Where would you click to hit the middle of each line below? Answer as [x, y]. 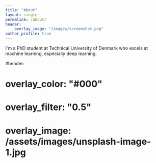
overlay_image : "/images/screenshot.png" [59, 29]
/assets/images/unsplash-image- [78, 141]
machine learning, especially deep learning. [51, 53]
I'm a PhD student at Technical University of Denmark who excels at [77, 48]
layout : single [21, 15]
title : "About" [21, 10]
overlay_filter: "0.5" [48, 107]
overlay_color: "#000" [54, 84]
